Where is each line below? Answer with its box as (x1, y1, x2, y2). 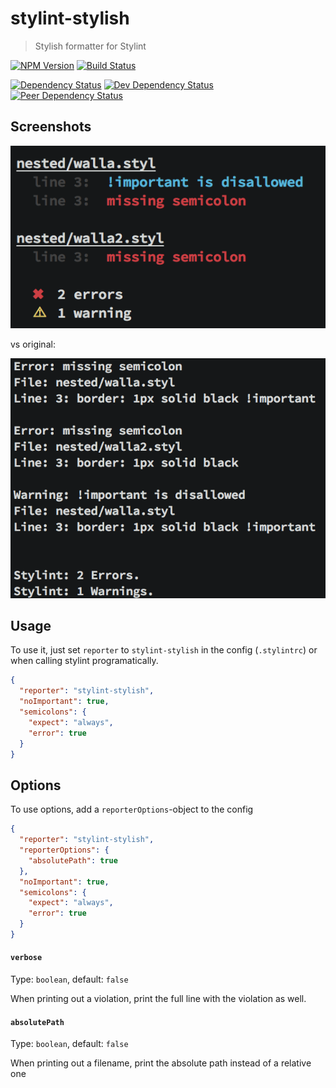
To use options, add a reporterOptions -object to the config (10, 803, 254, 816)
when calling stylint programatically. (10, 655, 159, 667)
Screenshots (10, 118, 92, 136)
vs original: (10, 338, 56, 351)
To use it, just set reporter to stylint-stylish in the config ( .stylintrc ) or (10, 644, 318, 656)
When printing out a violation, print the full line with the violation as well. (10, 993, 307, 1005)
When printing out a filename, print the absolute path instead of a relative (10, 1057, 312, 1069)
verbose (10, 953, 43, 963)
